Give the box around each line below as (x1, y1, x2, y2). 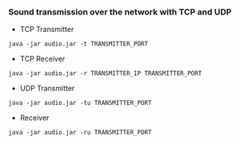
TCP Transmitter (19, 25, 74, 34)
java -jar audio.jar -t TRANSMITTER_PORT (8, 40, 149, 48)
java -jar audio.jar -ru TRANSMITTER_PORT (8, 129, 152, 137)
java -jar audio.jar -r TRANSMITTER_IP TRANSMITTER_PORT (8, 70, 202, 78)
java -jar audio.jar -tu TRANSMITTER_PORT (8, 99, 152, 107)
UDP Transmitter (19, 83, 75, 94)
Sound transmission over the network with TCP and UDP (8, 6, 232, 18)
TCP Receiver (19, 54, 66, 64)
